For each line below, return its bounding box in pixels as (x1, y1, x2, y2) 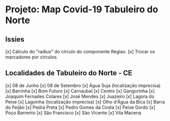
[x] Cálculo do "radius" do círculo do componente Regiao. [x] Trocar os (5, 49, 155, 54)
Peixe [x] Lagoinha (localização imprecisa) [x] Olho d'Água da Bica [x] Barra (5, 98, 165, 105)
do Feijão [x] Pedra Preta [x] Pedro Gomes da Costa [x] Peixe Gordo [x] (5, 104, 156, 110)
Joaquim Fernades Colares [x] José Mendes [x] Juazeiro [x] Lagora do (5, 93, 155, 99)
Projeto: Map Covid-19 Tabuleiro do (5, 4, 158, 15)
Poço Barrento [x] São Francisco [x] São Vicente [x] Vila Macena (5, 109, 141, 116)
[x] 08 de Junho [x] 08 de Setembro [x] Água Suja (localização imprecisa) (5, 82, 161, 88)
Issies (5, 35, 25, 44)
